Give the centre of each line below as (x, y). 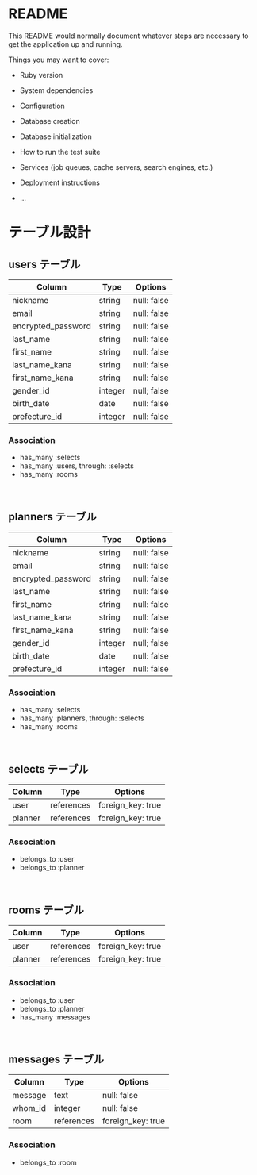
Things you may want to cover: (59, 60)
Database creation (50, 121)
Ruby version (41, 75)
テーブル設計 (50, 233)
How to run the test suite (60, 152)
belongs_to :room (48, 1162)
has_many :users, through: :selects (77, 466)
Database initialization (56, 136)
